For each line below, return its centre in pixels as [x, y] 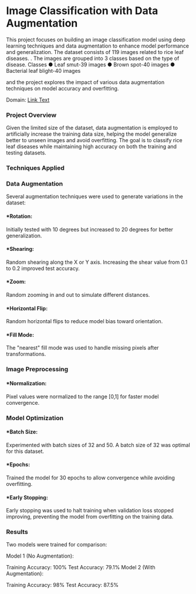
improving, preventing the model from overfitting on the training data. [90, 517]
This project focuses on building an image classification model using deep [96, 39]
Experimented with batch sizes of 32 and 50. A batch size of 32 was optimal [98, 445]
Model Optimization [35, 418]
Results [17, 532]
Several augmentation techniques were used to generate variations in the [94, 197]
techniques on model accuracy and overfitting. [62, 88]
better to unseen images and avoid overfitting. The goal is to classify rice [94, 140]
